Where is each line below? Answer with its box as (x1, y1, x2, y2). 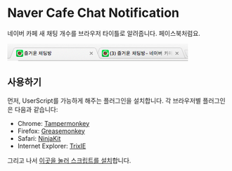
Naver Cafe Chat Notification (7, 5, 179, 21)
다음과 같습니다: (14, 105, 58, 113)
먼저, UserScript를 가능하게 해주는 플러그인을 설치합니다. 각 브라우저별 (7, 96, 202, 105)
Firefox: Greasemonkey (17, 127, 86, 135)
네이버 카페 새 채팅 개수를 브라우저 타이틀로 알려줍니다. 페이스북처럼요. (7, 29, 200, 37)
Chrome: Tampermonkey (17, 119, 90, 127)
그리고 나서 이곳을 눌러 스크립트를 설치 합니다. (7, 156, 131, 165)
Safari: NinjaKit (17, 134, 61, 142)
